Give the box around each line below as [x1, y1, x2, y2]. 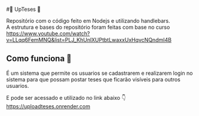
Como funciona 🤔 [6, 54, 72, 64]
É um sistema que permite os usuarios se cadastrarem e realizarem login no [6, 69, 193, 77]
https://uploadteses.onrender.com [6, 102, 91, 110]
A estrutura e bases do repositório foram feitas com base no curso [6, 24, 170, 30]
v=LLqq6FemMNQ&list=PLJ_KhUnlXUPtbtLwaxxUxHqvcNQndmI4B [6, 36, 172, 43]
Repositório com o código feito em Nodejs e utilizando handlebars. [6, 17, 170, 24]
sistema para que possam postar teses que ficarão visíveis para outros [6, 75, 181, 83]
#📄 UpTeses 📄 [6, 6, 41, 13]
